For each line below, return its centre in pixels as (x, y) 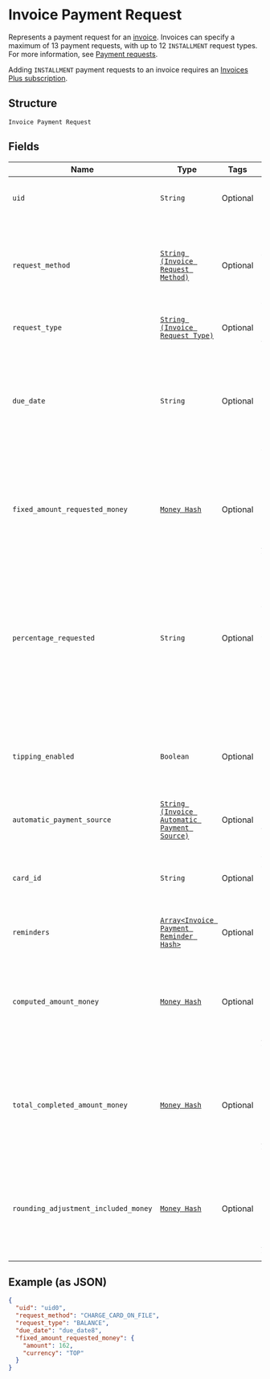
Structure (33, 103)
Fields (24, 147)
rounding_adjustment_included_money (82, 1208)
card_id (27, 878)
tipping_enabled (43, 756)
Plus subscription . (38, 78)
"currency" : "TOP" (53, 1353)
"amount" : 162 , (48, 1345)
